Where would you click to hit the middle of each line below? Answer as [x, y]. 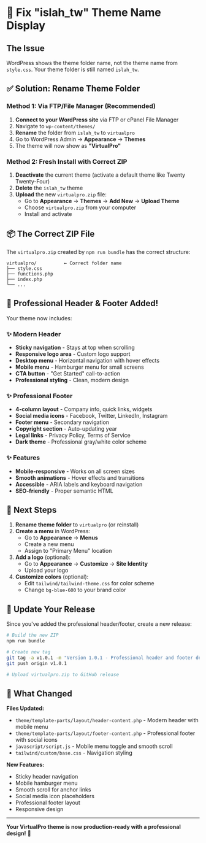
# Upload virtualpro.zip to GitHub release [63, 674]
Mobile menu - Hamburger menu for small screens [79, 367]
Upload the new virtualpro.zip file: [61, 194]
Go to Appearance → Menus [61, 538]
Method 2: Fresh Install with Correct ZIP [67, 161]
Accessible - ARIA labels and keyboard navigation [79, 484]
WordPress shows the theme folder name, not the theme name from [92, 63]
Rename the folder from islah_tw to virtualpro [75, 133]
